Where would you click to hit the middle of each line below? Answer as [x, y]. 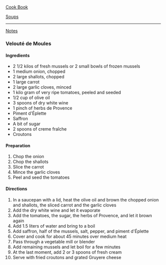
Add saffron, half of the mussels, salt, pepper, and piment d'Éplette [81, 231]
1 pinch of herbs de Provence [43, 108]
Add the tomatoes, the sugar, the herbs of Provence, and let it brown [82, 215]
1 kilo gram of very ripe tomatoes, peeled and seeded [67, 93]
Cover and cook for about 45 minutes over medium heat [70, 236]
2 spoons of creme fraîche [40, 129]
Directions [17, 189]
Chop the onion [28, 157]
